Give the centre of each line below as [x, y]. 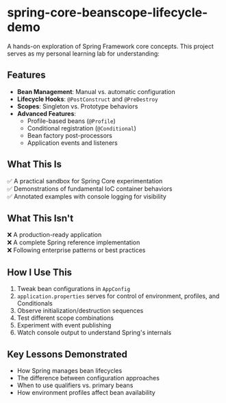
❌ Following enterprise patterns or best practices [76, 250]
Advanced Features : [47, 113]
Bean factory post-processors [70, 135]
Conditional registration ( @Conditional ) [82, 128]
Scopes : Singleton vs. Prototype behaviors [77, 106]
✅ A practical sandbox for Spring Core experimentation [85, 181]
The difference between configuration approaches [88, 378]
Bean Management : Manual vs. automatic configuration [96, 91]
